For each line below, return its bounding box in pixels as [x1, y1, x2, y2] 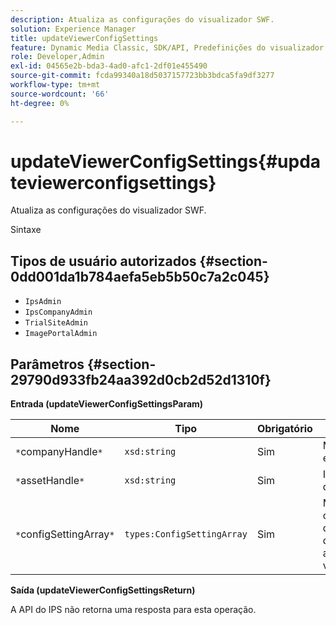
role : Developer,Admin [10, 52, 105, 62]
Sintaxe [10, 224, 42, 236]
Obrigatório [256, 422, 313, 436]
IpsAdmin [24, 297, 62, 307]
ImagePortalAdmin [24, 329, 98, 339]
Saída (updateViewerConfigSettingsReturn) [10, 584, 196, 596]
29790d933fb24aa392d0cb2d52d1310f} [10, 371, 272, 388]
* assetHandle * [15, 474, 85, 488]
